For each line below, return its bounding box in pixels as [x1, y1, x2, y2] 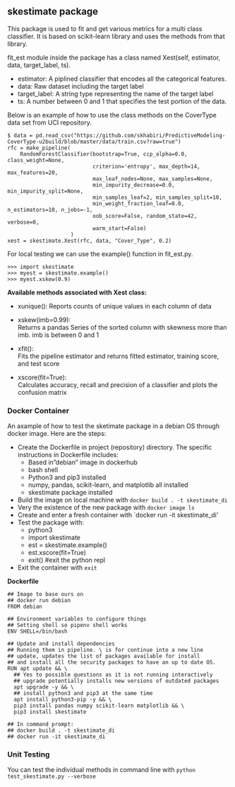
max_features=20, [7, 169, 59, 176]
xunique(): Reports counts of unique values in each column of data [17, 301, 212, 310]
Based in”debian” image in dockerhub [28, 458, 138, 466]
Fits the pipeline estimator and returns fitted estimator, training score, [17, 352, 219, 360]
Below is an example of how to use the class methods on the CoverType [7, 110, 217, 119]
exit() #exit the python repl [28, 556, 106, 565]
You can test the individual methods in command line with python [7, 766, 196, 774]
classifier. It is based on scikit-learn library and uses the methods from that [7, 32, 226, 40]
